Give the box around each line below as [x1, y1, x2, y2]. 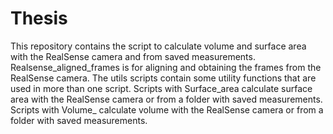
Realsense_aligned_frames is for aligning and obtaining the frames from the [10, 61, 322, 73]
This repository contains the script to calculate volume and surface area [10, 40, 307, 52]
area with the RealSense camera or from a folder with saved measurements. [10, 93, 323, 105]
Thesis [10, 7, 68, 30]
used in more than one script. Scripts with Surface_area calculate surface [10, 82, 313, 94]
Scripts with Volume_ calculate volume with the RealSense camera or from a [10, 103, 324, 116]
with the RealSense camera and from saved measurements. [10, 50, 256, 62]
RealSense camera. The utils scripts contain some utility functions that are [10, 72, 317, 84]
